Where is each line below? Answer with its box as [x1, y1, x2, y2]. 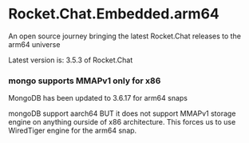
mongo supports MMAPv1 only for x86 [8, 75, 161, 86]
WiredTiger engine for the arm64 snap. [8, 125, 137, 136]
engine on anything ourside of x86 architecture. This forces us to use [8, 117, 236, 127]
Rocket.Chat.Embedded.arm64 [8, 5, 219, 23]
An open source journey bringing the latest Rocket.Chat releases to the [8, 31, 242, 41]
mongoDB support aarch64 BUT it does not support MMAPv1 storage [8, 109, 236, 118]
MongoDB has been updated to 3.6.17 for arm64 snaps [8, 93, 188, 103]
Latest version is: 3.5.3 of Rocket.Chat [8, 55, 133, 65]
